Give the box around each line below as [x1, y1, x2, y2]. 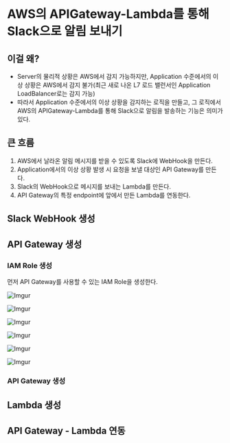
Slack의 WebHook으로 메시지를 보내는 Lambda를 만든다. [16, 182, 172, 191]
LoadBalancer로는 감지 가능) [16, 90, 95, 97]
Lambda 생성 [7, 399, 62, 411]
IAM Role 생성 [7, 261, 53, 270]
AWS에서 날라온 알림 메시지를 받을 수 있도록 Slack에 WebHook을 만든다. [16, 156, 213, 165]
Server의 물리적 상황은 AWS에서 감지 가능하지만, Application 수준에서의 [16, 73, 211, 80]
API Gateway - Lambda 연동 [7, 424, 126, 436]
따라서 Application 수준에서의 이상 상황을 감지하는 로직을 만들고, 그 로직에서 [16, 98, 222, 106]
